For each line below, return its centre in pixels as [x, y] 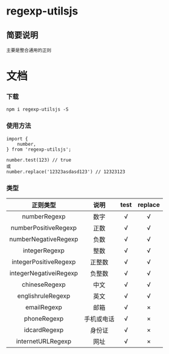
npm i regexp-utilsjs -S [37, 110]
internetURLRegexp [44, 341]
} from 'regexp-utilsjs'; [39, 149]
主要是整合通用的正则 [29, 50]
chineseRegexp [44, 284]
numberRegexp [44, 217]
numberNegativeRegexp [44, 239]
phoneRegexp [44, 319]
